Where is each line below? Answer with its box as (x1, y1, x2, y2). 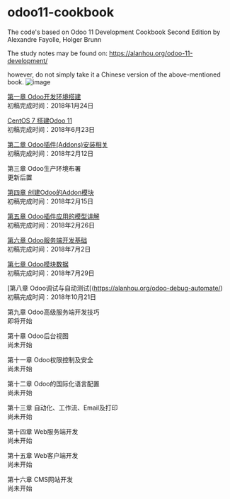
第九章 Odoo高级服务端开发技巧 (7, 308, 100, 316)
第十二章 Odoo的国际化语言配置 (7, 379, 100, 388)
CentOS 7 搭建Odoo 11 (7, 116, 73, 125)
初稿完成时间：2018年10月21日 (7, 292, 97, 301)
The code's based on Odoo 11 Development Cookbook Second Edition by (7, 28, 221, 36)
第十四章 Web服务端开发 (7, 427, 79, 436)
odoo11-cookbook (7, 4, 115, 21)
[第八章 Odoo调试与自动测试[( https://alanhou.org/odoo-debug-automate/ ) (7, 284, 223, 292)
